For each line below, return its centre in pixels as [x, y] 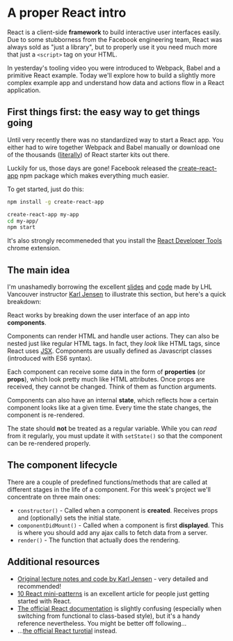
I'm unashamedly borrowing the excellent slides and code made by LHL [110, 287]
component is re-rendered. [46, 415]
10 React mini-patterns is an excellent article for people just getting [113, 594]
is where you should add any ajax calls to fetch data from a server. [112, 532]
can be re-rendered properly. [49, 444]
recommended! [39, 586]
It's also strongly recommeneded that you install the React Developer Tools [115, 241]
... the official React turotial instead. [67, 631]
